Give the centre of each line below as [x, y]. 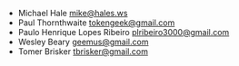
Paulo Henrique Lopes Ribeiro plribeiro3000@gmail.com [124, 32]
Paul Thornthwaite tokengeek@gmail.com [96, 23]
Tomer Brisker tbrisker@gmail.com [83, 52]
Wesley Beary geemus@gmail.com [83, 42]
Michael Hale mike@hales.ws [73, 13]
